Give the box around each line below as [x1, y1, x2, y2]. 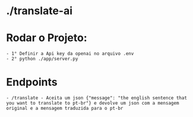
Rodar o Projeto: [6, 31, 87, 45]
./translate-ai [6, 4, 73, 18]
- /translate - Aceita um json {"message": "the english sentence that [6, 95, 187, 101]
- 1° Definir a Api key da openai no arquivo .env [6, 51, 134, 57]
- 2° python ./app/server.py [6, 56, 78, 62]
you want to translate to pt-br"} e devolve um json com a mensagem [6, 100, 179, 106]
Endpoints [6, 76, 58, 89]
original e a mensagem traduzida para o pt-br [6, 105, 124, 112]
